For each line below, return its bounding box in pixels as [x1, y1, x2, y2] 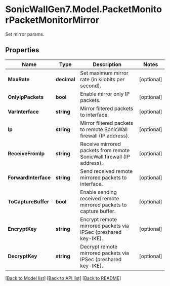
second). [80, 82, 102, 89]
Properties [5, 46, 39, 54]
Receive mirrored [80, 140, 121, 148]
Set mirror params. [5, 31, 45, 37]
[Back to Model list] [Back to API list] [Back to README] [5, 275, 121, 281]
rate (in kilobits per [80, 76, 125, 83]
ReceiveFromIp [8, 150, 45, 157]
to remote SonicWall [80, 126, 128, 133]
